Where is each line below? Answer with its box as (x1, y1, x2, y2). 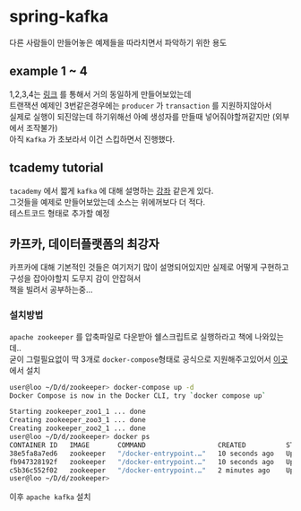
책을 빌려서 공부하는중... (9, 285, 93, 295)
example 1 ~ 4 (9, 64, 88, 79)
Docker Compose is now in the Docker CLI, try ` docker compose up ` (9, 391, 267, 401)
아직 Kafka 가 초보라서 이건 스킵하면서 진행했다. (9, 133, 176, 145)
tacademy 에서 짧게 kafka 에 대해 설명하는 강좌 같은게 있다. (9, 185, 214, 196)
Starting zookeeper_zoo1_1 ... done (9, 407, 146, 417)
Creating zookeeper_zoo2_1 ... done (9, 424, 146, 433)
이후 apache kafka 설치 (9, 491, 91, 502)
